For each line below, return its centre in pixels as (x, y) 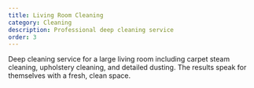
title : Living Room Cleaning (56, 15)
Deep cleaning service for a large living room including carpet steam (119, 59)
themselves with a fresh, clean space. (70, 76)
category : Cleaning (40, 23)
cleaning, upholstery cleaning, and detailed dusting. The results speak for (127, 68)
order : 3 (22, 37)
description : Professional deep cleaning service (91, 30)
